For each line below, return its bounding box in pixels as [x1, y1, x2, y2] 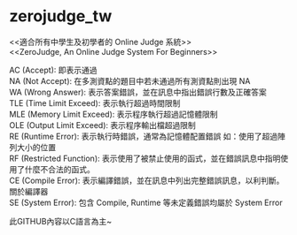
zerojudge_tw [9, 6, 113, 27]
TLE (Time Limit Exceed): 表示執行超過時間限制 [9, 97, 181, 108]
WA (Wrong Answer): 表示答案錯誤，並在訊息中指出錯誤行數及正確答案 [9, 87, 268, 97]
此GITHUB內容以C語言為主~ [9, 216, 113, 226]
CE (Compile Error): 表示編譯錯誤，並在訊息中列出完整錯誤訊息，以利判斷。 [9, 175, 285, 186]
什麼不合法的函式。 [24, 163, 95, 174]
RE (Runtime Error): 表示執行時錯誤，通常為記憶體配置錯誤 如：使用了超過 [9, 131, 277, 141]
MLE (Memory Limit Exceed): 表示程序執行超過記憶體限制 [9, 109, 218, 119]
